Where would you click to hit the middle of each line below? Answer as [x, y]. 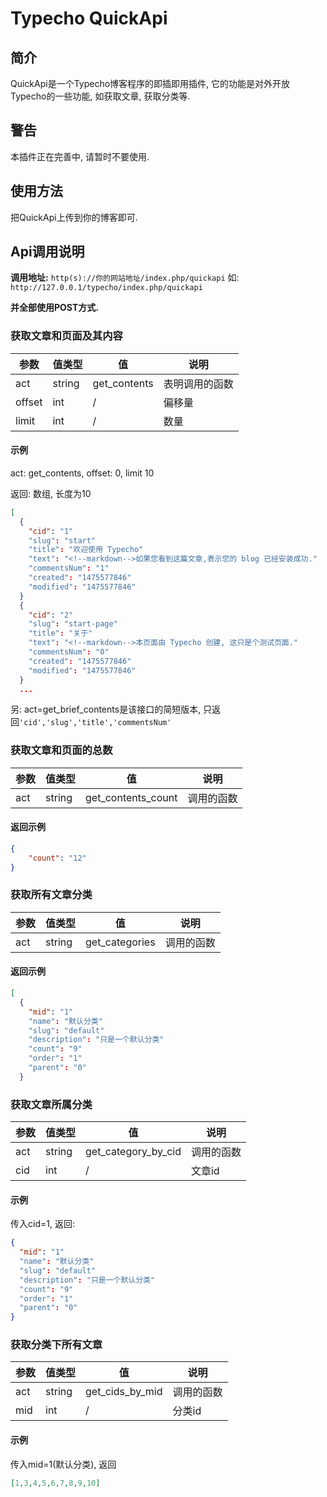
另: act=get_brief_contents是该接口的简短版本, [106, 709]
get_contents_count [131, 797]
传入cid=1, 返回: [42, 1224]
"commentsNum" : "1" [69, 568]
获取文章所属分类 [51, 1104]
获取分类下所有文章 [56, 1345]
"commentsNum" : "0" [69, 652]
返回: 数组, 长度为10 [51, 493]
